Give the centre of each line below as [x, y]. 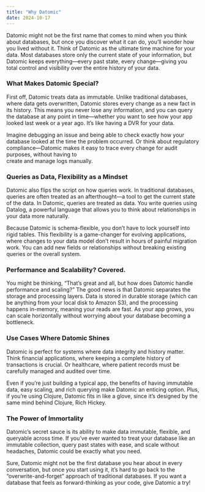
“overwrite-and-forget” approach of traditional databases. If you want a [96, 476]
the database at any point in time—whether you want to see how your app [99, 116]
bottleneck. [20, 322]
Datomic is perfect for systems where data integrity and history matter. [95, 351]
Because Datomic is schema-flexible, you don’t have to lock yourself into [98, 228]
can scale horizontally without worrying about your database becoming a [99, 316]
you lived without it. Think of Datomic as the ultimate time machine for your [101, 48]
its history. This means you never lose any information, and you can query [99, 110]
